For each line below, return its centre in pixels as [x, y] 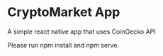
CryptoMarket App [64, 12]
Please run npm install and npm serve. [63, 45]
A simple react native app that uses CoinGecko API [81, 31]
